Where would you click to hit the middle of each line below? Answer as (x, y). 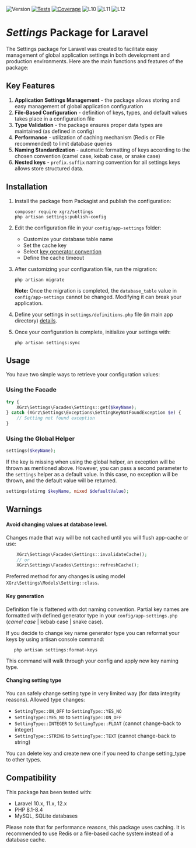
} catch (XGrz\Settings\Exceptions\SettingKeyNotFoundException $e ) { (94, 413)
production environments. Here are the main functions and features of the (95, 61)
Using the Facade (31, 390)
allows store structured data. (49, 168)
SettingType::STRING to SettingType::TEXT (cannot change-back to (95, 736)
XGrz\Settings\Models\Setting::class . (52, 583)
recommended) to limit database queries (63, 143)
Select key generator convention (62, 251)
